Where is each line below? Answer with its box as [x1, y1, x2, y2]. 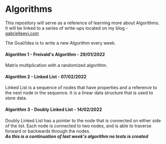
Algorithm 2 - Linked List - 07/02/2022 [5, 73, 87, 80]
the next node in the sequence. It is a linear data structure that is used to [5, 90, 154, 96]
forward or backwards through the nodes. [5, 128, 91, 134]
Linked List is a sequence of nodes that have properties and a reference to [5, 85, 158, 91]
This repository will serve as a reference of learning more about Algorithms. [5, 20, 160, 26]
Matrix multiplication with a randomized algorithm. [5, 62, 108, 68]
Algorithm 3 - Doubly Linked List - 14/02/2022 [5, 106, 103, 112]
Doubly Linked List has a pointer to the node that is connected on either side [5, 117, 161, 123]
